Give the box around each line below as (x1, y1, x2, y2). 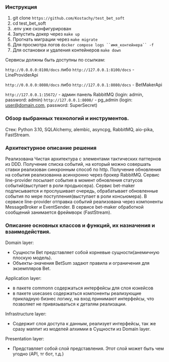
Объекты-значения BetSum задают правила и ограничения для (12, 260, 150, 266)
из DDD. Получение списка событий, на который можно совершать (5, 161, 151, 167)
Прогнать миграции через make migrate (12, 36, 98, 42)
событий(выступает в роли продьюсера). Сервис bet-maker (5, 183, 135, 189)
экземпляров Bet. (12, 266, 51, 272)
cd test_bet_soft (12, 20, 46, 26)
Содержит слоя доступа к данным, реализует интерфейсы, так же (12, 321, 156, 327)
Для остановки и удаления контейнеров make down (12, 47, 121, 53)
